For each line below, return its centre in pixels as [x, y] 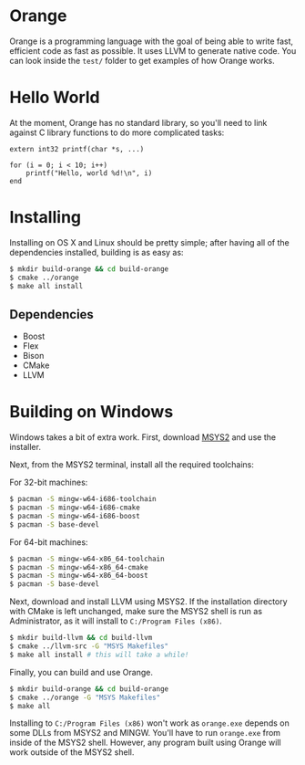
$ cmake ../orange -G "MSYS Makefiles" [85, 697]
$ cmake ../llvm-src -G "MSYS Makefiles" [89, 646]
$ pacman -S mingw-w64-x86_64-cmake [79, 567]
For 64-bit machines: [49, 542]
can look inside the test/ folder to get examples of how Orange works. [142, 60]
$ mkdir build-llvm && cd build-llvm [81, 638]
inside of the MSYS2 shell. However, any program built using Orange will [145, 743]
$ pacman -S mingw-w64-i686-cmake [75, 508]
